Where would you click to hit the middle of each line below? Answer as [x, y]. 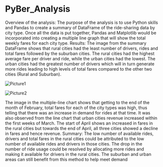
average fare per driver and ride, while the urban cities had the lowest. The [80, 58]
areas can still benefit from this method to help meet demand [66, 159]
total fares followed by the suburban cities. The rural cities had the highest [80, 53]
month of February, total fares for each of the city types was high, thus [76, 108]
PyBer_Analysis [38, 9]
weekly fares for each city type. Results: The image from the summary [76, 43]
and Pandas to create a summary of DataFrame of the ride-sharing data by [80, 27]
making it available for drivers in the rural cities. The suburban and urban [78, 154]
